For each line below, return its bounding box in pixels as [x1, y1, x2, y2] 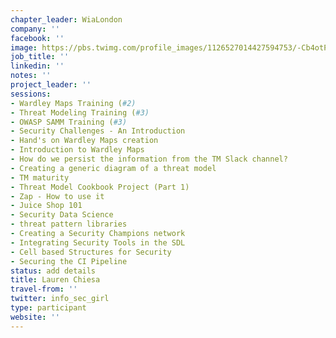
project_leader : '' [10, 80, 92, 90]
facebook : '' [10, 33, 65, 43]
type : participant [10, 303, 87, 313]
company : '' [10, 24, 60, 34]
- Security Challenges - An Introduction [10, 126, 186, 136]
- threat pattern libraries [10, 219, 128, 230]
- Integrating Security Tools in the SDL [10, 237, 186, 248]
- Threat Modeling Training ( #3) [10, 107, 150, 118]
